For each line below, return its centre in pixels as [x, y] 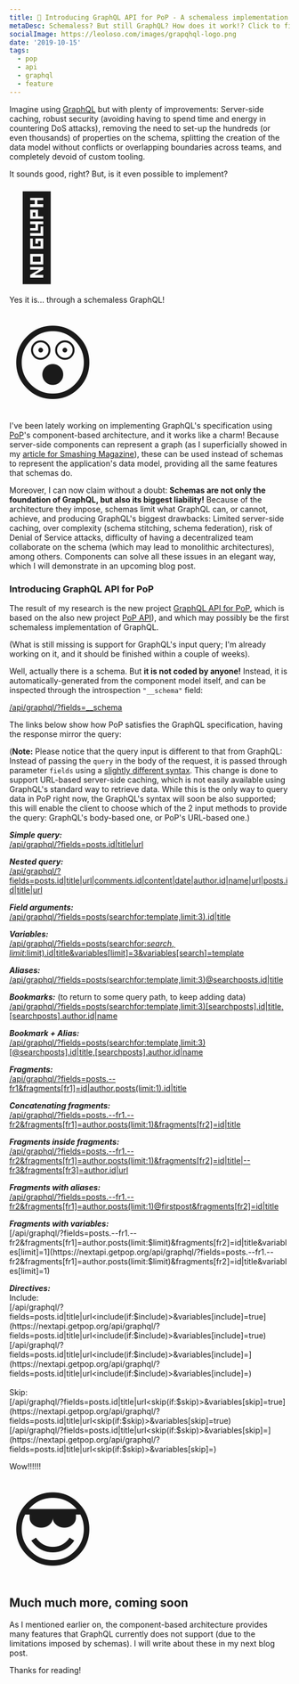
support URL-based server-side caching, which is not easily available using [148, 780]
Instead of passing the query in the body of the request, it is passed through [148, 760]
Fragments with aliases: [55, 1187]
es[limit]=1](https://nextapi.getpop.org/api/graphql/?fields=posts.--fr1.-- [141, 1252]
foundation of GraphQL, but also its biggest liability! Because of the [136, 499]
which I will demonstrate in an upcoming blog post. [103, 566]
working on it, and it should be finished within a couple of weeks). [130, 654]
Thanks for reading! [45, 1670]
